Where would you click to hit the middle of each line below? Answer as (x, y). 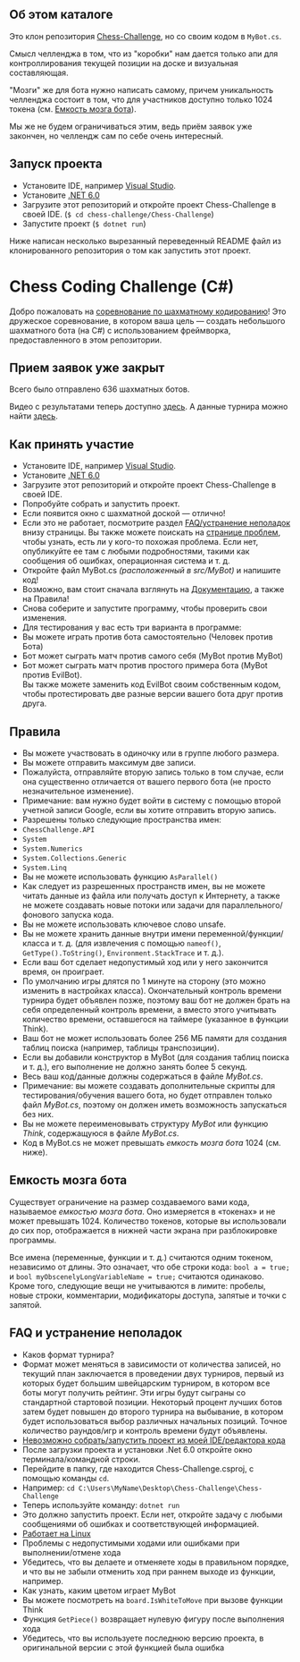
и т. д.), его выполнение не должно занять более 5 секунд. (135, 1067)
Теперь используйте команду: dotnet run (101, 1505)
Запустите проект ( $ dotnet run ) (84, 224)
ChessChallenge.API (58, 830)
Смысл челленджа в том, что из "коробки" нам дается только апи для (144, 54)
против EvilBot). (52, 675)
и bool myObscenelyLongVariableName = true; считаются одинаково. (137, 1276)
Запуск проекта (56, 164)
